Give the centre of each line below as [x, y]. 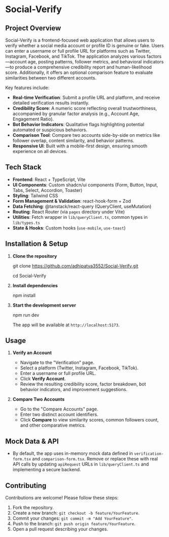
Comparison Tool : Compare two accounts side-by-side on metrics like [86, 135]
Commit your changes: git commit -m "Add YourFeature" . [73, 518]
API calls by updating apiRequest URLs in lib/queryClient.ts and [81, 464]
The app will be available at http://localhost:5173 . [66, 325]
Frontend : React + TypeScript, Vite [49, 179]
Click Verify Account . [43, 379]
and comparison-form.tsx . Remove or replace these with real [95, 459]
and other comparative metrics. [53, 425]
